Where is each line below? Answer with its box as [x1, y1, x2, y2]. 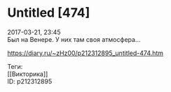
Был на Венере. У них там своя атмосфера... [7, 35, 141, 43]
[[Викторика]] [7, 70, 48, 78]
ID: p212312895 [7, 77, 53, 85]
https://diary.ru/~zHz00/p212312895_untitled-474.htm [7, 49, 163, 57]
